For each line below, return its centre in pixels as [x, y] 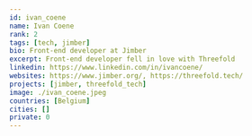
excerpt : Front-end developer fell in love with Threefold [122, 59]
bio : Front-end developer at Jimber [78, 51]
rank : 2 [24, 34]
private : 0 [30, 117]
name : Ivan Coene [42, 26]
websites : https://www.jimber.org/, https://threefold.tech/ [126, 76]
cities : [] [30, 109]
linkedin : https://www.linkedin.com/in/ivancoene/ [106, 68]
